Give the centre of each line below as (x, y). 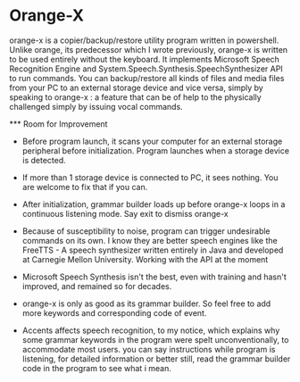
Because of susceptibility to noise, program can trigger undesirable (146, 231)
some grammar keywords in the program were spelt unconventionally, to (155, 339)
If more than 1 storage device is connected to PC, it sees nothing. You (150, 177)
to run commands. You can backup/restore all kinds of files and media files (147, 78)
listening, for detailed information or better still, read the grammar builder (156, 359)
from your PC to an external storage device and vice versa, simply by (136, 87)
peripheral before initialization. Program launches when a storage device (156, 150)
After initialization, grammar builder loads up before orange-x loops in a (154, 204)
